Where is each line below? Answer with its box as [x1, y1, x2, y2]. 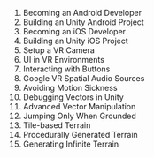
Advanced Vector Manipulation [22, 102, 136, 111]
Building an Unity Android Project [22, 17, 144, 27]
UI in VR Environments [22, 55, 105, 64]
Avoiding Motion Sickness [22, 83, 118, 93]
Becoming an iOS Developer [22, 26, 127, 36]
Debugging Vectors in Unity [22, 92, 125, 102]
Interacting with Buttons [22, 64, 111, 74]
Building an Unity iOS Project [22, 35, 129, 46]
